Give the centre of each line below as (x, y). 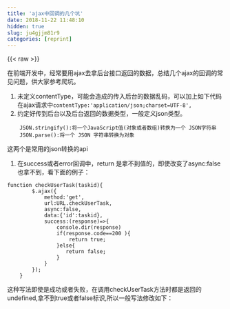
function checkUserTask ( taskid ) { (55, 186)
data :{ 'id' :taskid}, (73, 216)
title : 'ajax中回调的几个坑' (45, 13)
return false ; (86, 252)
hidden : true (26, 26)
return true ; (87, 240)
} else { (66, 246)
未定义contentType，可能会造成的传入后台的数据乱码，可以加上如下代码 (119, 97)
